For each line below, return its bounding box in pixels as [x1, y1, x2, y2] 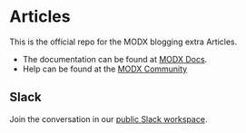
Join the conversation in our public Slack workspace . [9, 113, 208, 124]
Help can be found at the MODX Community [22, 63, 188, 74]
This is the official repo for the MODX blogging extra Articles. [9, 36, 238, 47]
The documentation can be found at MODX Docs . [22, 53, 208, 64]
